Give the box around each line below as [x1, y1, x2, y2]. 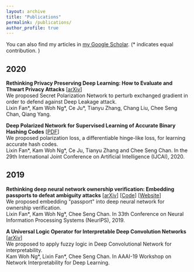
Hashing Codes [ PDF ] [6, 128, 60, 135]
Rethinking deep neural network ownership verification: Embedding [6, 185, 175, 192]
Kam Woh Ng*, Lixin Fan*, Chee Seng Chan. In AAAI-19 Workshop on [6, 253, 172, 260]
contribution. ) [6, 47, 40, 54]
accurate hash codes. [6, 141, 58, 148]
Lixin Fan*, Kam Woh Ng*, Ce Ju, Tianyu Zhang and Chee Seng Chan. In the [6, 147, 188, 154]
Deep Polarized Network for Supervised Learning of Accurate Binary [6, 122, 176, 129]
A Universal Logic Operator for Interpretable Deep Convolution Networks [6, 228, 187, 235]
